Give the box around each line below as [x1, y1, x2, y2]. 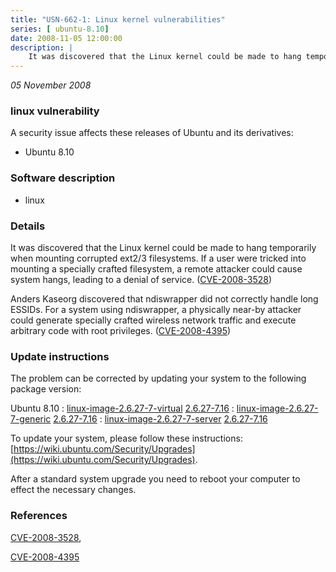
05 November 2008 [10, 79, 92, 91]
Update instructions [10, 349, 110, 363]
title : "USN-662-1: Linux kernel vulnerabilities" [10, 14, 226, 25]
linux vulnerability [10, 104, 100, 118]
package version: [10, 383, 82, 395]
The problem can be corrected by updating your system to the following [10, 372, 307, 385]
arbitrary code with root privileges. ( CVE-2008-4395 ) [10, 325, 232, 337]
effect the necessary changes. [10, 484, 137, 496]
